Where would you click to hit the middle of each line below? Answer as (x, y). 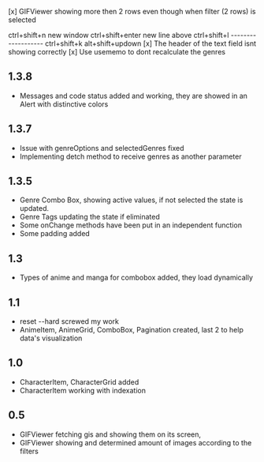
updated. (34, 208)
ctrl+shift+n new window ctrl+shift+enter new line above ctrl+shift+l (119, 35)
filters (29, 451)
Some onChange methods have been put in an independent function (131, 225)
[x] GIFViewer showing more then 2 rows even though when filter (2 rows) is (132, 11)
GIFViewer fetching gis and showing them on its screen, (110, 434)
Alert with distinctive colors (64, 104)
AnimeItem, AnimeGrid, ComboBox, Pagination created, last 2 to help (132, 330)
